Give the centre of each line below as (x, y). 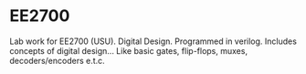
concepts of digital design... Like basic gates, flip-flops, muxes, (129, 50)
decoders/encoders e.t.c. (57, 60)
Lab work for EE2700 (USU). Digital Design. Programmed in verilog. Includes (153, 41)
